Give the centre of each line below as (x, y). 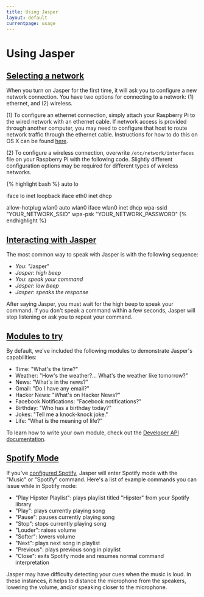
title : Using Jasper (33, 12)
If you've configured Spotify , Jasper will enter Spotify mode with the (92, 473)
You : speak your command (49, 279)
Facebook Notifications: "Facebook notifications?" (78, 401)
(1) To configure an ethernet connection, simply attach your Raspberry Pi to (101, 115)
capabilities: (21, 357)
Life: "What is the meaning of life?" (59, 421)
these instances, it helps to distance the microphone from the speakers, (97, 581)
